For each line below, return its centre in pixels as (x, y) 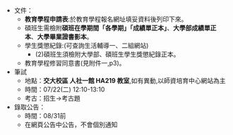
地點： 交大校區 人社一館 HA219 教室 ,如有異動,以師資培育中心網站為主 (125, 81)
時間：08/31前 (45, 116)
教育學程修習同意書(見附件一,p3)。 (75, 63)
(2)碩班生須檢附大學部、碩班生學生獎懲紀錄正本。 (107, 54)
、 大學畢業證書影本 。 (62, 37)
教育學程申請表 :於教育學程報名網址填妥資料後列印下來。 (106, 19)
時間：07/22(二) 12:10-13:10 (65, 89)
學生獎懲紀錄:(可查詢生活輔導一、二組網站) (86, 45)
